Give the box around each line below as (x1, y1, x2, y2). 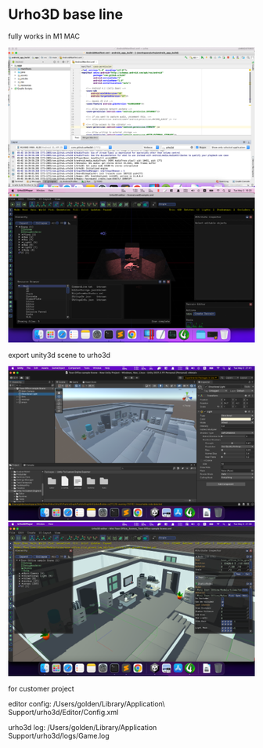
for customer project (8, 684, 74, 694)
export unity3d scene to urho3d (8, 351, 111, 360)
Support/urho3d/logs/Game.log (8, 732, 110, 741)
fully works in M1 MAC (8, 31, 81, 41)
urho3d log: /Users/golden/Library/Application (8, 723, 157, 732)
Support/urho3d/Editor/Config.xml (8, 708, 119, 717)
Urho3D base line (8, 5, 124, 24)
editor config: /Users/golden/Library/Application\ (8, 699, 165, 709)
